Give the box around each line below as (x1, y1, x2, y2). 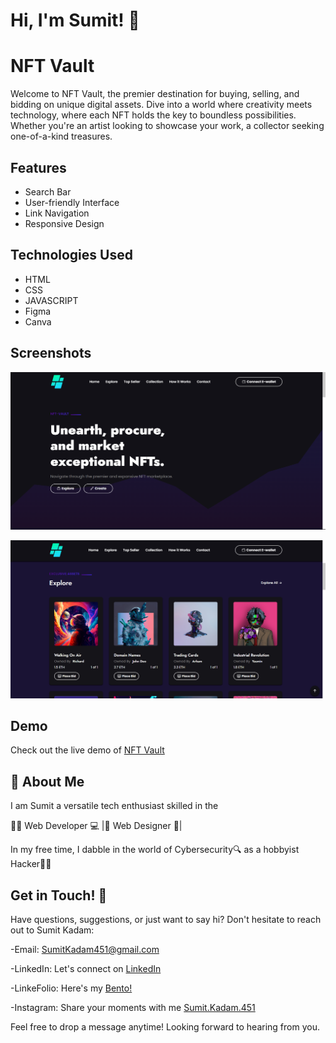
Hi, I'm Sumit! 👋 (10, 9, 140, 32)
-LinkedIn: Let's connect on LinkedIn (10, 962, 162, 974)
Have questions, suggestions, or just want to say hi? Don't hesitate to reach (10, 913, 322, 925)
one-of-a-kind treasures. (10, 130, 113, 143)
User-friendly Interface (24, 196, 120, 208)
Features (10, 159, 67, 176)
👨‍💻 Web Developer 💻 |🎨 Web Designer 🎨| (10, 820, 183, 832)
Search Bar (24, 185, 72, 198)
